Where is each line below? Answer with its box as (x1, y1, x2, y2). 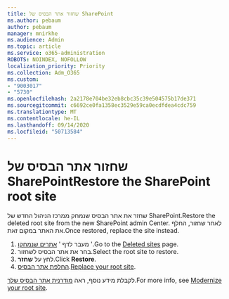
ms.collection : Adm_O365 (7, 69, 80, 76)
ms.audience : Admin (7, 37, 65, 44)
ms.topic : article (7, 43, 61, 50)
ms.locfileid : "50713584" (7, 128, 83, 135)
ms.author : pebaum (7, 17, 61, 24)
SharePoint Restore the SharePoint (7, 173, 211, 189)
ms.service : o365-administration (7, 50, 105, 57)
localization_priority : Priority (7, 63, 105, 70)
